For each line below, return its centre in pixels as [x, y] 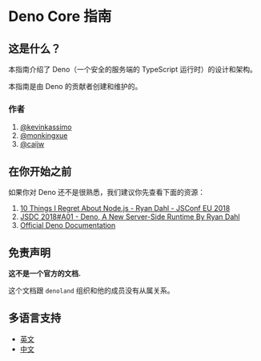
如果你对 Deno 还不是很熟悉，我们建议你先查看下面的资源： [107, 193]
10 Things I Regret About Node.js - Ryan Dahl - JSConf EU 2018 [125, 209]
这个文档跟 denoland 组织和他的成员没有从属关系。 [91, 290]
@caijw [32, 144]
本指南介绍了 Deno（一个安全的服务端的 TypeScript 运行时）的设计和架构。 [133, 69]
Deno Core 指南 [60, 16]
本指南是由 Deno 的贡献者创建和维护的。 [75, 86]
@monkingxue [44, 136]
